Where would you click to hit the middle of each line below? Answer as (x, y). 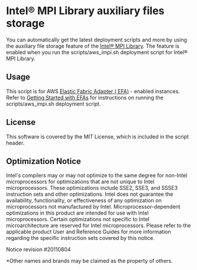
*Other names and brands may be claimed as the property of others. (89, 261)
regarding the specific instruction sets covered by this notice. (80, 238)
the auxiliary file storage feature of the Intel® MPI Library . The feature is (93, 46)
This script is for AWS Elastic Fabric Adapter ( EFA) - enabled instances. (93, 91)
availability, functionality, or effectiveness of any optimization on (84, 200)
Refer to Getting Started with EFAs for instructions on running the (85, 97)
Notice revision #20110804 (39, 249)
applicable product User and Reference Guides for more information (89, 232)
